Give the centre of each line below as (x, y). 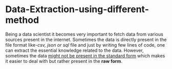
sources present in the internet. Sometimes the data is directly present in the (86, 40)
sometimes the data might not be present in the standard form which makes (85, 56)
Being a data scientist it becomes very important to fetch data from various (84, 34)
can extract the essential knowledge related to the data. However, (75, 50)
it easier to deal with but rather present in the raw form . (64, 61)
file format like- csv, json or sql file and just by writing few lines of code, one (85, 45)
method (22, 20)
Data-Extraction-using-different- (77, 9)
